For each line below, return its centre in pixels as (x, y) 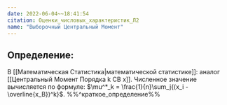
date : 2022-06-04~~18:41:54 (48, 14)
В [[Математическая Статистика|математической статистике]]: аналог (114, 72)
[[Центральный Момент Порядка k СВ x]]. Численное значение (102, 79)
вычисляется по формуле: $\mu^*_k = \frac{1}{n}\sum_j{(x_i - (98, 87)
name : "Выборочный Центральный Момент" (66, 27)
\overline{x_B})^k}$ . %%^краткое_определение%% (84, 94)
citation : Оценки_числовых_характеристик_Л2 (73, 20)
